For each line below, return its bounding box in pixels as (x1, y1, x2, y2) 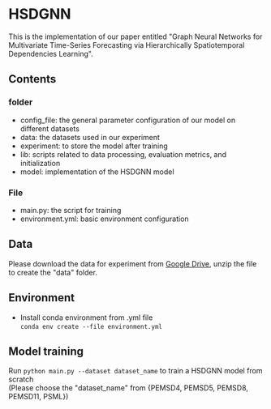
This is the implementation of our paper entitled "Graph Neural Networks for (8, 32, 263, 41)
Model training (8, 344, 84, 358)
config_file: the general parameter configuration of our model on (19, 115, 236, 125)
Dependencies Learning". (8, 49, 93, 58)
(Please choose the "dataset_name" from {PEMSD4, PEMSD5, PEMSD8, (8, 383, 249, 393)
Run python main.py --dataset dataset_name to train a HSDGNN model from (8, 366, 263, 376)
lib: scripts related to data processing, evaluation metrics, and (19, 149, 227, 159)
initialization (19, 158, 61, 168)
